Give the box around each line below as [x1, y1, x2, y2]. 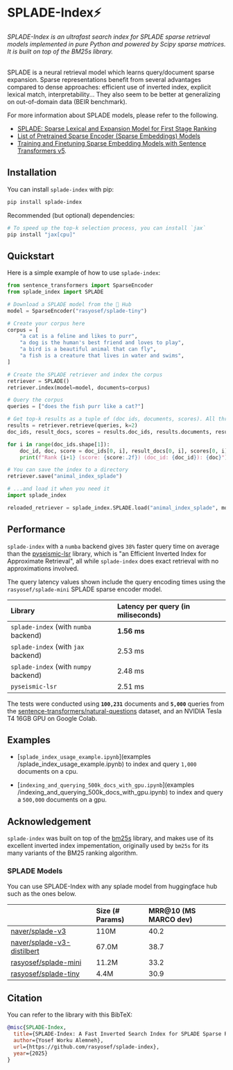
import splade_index [7, 492, 67, 499]
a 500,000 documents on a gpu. [17, 795, 107, 804]
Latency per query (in [116, 601, 191, 611]
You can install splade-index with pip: [7, 185, 114, 194]
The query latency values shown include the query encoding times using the [7, 577, 226, 586]
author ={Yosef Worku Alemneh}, [13, 1037, 104, 1044]
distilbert [10, 946, 40, 956]
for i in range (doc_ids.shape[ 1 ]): [7, 441, 110, 448]
